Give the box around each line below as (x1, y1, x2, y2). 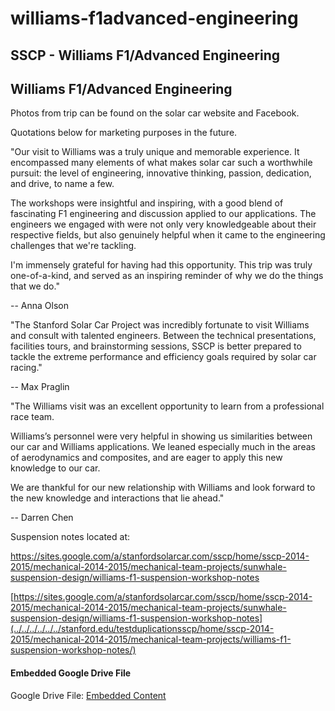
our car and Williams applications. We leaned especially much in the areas (10, 441, 316, 453)
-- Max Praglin (10, 381, 70, 393)
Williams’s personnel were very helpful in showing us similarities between (10, 430, 313, 442)
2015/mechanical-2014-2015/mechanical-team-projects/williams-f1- (10, 633, 292, 646)
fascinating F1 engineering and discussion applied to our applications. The (10, 208, 317, 220)
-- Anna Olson (10, 300, 69, 312)
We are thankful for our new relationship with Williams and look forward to (10, 482, 316, 494)
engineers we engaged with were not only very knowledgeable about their (10, 218, 317, 231)
